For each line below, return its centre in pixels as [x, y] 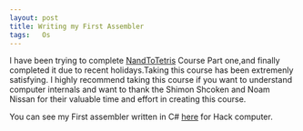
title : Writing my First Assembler [77, 26]
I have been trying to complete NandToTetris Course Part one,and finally [145, 61]
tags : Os [30, 35]
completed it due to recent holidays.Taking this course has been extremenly [151, 70]
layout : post [34, 18]
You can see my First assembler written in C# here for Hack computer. [141, 117]
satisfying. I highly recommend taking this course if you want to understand [151, 80]
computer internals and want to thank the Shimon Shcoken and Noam [140, 90]
